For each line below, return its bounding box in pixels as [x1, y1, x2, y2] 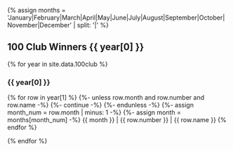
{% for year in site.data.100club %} [7, 60, 109, 68]
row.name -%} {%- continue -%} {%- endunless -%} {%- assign [7, 101, 194, 110]
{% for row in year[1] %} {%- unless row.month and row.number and [7, 93, 205, 102]
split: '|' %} [76, 21, 109, 29]
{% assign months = [7, 6, 66, 14]
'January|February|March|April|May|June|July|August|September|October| [7, 13, 225, 22]
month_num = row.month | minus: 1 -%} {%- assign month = [7, 108, 181, 117]
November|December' [7, 21, 72, 29]
